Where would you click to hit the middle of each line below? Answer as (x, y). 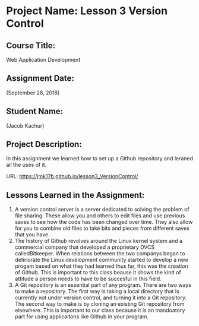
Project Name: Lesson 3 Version (87, 11)
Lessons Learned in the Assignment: (75, 195)
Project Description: (44, 145)
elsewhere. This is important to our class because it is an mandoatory (100, 311)
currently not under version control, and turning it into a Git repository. (101, 297)
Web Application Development (43, 60)
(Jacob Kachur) (25, 125)
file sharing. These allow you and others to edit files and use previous (100, 216)
